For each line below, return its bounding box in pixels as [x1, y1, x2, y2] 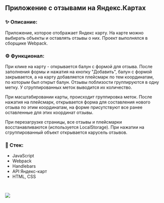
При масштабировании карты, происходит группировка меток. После [5, 94, 152, 100]
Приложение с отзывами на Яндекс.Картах [5, 4, 146, 12]
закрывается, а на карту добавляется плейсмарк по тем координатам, [5, 74, 154, 80]
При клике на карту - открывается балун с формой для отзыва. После [5, 63, 153, 69]
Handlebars [12, 163, 36, 169]
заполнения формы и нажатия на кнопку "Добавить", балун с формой [5, 69, 152, 75]
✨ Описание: [5, 19, 38, 25]
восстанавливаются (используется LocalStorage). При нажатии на [5, 124, 145, 130]
